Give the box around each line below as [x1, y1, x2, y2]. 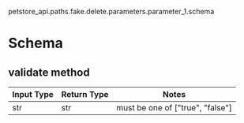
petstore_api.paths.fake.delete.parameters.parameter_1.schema [8, 7, 215, 16]
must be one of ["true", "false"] [116, 102, 233, 113]
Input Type [12, 89, 54, 99]
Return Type [61, 89, 109, 99]
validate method [8, 65, 90, 79]
